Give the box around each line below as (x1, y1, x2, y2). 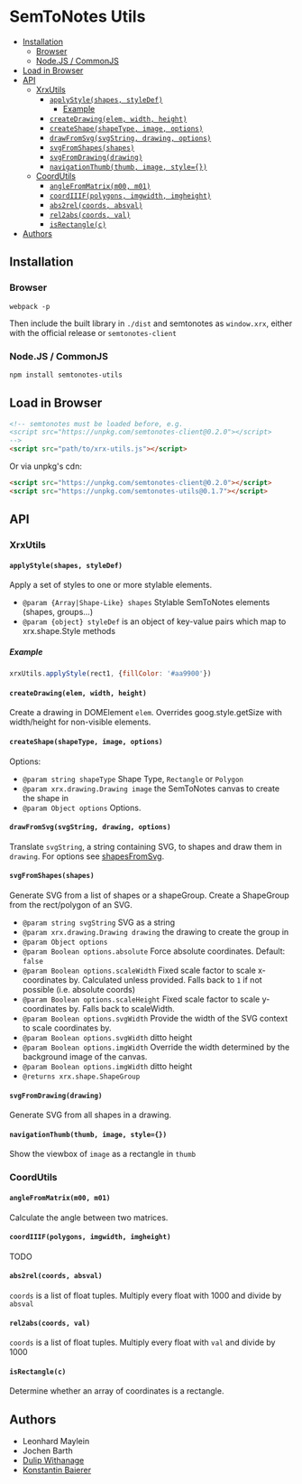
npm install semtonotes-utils (9, 370, 124, 379)
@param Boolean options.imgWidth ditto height (22, 1061, 193, 1072)
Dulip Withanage (22, 1455, 85, 1466)
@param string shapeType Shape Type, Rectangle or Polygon (22, 773, 244, 784)
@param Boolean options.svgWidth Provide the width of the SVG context (22, 1013, 288, 1024)
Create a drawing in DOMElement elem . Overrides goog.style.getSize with (9, 707, 282, 718)
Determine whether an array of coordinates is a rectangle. (9, 1386, 224, 1396)
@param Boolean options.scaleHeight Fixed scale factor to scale (22, 994, 261, 1004)
